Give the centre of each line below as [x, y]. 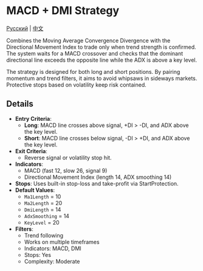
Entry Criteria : [33, 118]
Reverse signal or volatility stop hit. [68, 157]
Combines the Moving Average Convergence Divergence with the [88, 40]
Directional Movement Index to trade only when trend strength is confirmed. [101, 47]
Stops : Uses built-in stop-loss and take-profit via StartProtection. [97, 183]
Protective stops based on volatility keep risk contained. [77, 85]
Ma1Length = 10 [43, 197]
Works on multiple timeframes [62, 242]
